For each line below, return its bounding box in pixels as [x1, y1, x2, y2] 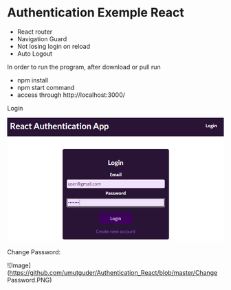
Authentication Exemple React [7, 5, 184, 21]
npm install [16, 76, 49, 84]
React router [16, 27, 53, 36]
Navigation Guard [16, 34, 67, 43]
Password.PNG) [7, 276, 52, 285]
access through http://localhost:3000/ [16, 91, 126, 99]
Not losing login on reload [16, 42, 91, 50]
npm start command [16, 83, 75, 91]
